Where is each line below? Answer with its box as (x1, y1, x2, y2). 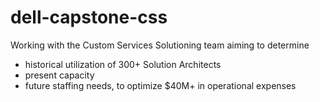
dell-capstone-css (10, 6, 168, 29)
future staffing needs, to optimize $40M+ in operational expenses (24, 79, 297, 91)
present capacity (24, 69, 95, 81)
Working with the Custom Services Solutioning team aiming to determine (10, 39, 310, 51)
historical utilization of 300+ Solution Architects (24, 58, 222, 70)
